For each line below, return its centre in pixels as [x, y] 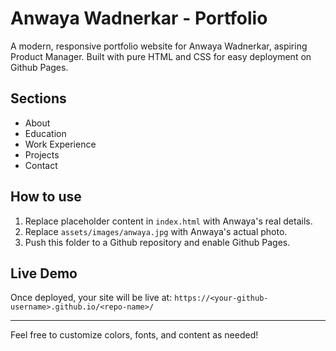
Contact [41, 165]
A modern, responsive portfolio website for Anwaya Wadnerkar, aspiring [159, 46]
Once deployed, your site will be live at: [91, 298]
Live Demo [44, 273]
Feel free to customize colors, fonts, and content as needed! [134, 335]
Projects [42, 154]
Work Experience [60, 144]
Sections [38, 98]
